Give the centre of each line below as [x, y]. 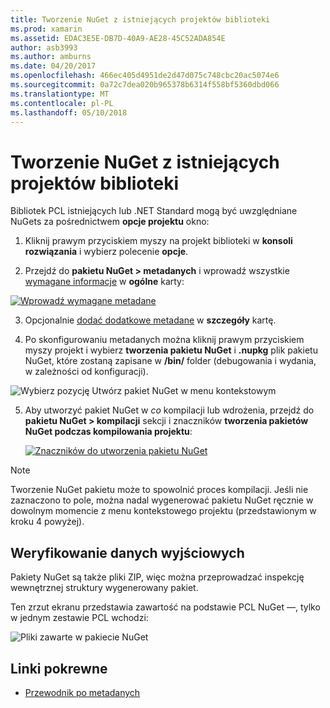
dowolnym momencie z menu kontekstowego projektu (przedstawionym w [163, 511]
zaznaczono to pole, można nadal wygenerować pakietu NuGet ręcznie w [162, 500]
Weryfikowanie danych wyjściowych [127, 552]
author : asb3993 [44, 47]
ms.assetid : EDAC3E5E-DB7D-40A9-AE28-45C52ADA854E [118, 38]
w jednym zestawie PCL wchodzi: [79, 618]
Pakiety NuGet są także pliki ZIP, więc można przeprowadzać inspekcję [157, 577]
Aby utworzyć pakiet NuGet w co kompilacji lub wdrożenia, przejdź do [169, 410]
